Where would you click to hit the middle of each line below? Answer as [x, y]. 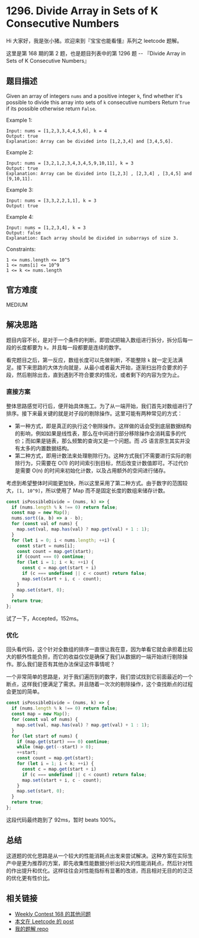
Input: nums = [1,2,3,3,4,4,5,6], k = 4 [57, 131]
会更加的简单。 [24, 692]
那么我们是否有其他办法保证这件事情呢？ [66, 664]
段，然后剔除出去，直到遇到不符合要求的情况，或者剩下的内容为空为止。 [94, 375]
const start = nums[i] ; [46, 546]
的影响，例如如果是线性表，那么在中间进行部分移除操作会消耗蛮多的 [98, 433]
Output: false [24, 233]
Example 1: [19, 120]
